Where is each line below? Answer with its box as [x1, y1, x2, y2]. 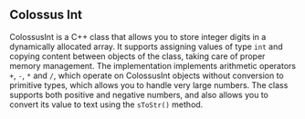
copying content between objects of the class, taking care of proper [9, 50, 266, 62]
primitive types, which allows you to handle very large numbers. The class [9, 79, 289, 90]
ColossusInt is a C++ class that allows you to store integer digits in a [9, 31, 267, 42]
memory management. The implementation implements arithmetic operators [9, 60, 297, 71]
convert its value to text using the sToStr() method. [9, 99, 204, 110]
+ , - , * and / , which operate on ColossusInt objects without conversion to [9, 70, 285, 81]
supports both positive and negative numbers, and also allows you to [9, 89, 269, 100]
